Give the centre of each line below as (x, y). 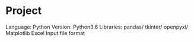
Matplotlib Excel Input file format (45, 33)
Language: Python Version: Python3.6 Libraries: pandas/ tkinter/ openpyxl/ (97, 27)
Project (24, 11)
